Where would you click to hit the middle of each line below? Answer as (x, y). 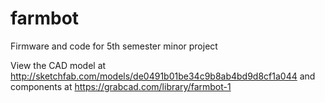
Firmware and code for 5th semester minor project (114, 46)
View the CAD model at (58, 65)
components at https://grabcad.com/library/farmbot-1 (121, 86)
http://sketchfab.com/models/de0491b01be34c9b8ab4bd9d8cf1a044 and (163, 76)
